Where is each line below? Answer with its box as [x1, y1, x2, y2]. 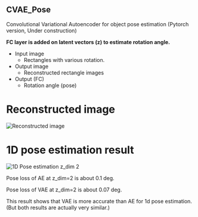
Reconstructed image [6, 103, 115, 116]
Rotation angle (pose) [23, 82, 77, 89]
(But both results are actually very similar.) [6, 204, 110, 211]
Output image [14, 63, 49, 70]
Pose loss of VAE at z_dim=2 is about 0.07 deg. [6, 186, 122, 193]
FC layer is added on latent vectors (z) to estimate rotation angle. [6, 38, 171, 45]
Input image [14, 50, 45, 57]
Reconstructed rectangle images [23, 69, 104, 76]
